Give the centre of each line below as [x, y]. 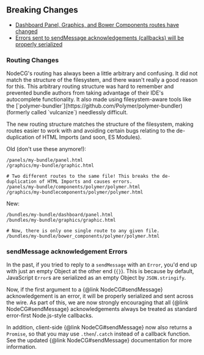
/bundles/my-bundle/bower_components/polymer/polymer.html [83, 236]
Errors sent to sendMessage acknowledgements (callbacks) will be [100, 38]
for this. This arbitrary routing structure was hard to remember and [90, 86]
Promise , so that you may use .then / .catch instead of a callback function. [98, 334]
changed [26, 31]
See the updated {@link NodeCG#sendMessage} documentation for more [99, 340]
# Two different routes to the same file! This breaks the [83, 177]
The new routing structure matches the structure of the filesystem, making [100, 124]
